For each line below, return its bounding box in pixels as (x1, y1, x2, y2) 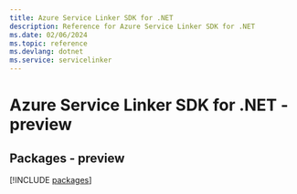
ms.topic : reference (9, 38, 89, 48)
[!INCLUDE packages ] (9, 175, 92, 185)
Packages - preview (9, 150, 125, 166)
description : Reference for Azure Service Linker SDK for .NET (9, 22, 256, 31)
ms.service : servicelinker (9, 56, 112, 65)
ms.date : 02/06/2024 (9, 30, 89, 39)
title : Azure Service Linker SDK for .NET (9, 13, 174, 23)
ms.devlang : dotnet (9, 47, 84, 56)
